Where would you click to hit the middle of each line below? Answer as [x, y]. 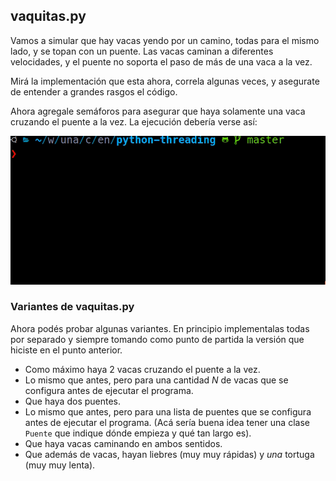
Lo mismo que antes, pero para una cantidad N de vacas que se [156, 380]
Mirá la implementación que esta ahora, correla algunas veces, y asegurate [165, 81]
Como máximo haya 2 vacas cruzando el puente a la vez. [142, 369]
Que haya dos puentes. [73, 401]
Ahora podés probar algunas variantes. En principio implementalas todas [160, 328]
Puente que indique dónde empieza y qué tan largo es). [138, 433]
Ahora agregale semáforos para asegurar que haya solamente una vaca [158, 111]
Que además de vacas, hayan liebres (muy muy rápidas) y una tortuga [169, 454]
